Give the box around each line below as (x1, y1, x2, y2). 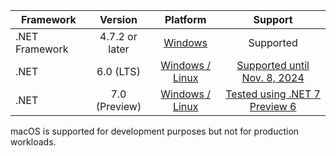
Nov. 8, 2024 (241, 71, 305, 84)
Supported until (236, 59, 310, 72)
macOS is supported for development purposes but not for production (10, 125, 300, 137)
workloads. (10, 136, 57, 148)
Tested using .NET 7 (225, 87, 321, 101)
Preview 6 (249, 100, 297, 113)
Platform (164, 13, 207, 26)
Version (99, 13, 138, 26)
